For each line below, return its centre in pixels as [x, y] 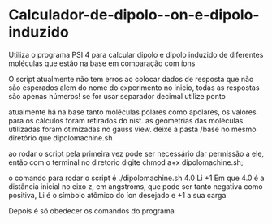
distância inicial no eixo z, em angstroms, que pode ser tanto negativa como [136, 186]
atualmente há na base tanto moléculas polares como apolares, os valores [133, 112]
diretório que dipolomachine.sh [60, 138]
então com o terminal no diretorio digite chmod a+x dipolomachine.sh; [126, 162]
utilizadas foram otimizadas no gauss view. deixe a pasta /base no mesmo [132, 129]
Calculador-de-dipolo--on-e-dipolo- [134, 15]
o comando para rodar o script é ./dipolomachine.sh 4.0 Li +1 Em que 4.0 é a [136, 178]
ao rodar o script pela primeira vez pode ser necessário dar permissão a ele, [136, 153]
